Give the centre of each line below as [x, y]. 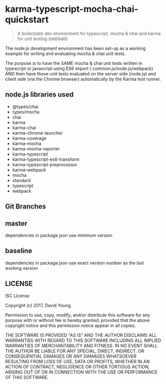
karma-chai [24, 128]
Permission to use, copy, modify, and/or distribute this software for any [78, 315]
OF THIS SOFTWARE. [27, 377]
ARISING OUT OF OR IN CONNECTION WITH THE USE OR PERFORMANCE [81, 372]
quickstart [27, 20]
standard [22, 180]
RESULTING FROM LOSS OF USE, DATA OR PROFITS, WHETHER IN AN [78, 361]
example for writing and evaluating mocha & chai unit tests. [66, 54]
